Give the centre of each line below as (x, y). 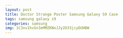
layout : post (19, 10)
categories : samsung (26, 23)
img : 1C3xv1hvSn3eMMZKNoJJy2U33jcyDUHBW (47, 28)
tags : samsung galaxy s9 (31, 19)
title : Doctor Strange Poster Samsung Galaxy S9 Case (62, 14)
